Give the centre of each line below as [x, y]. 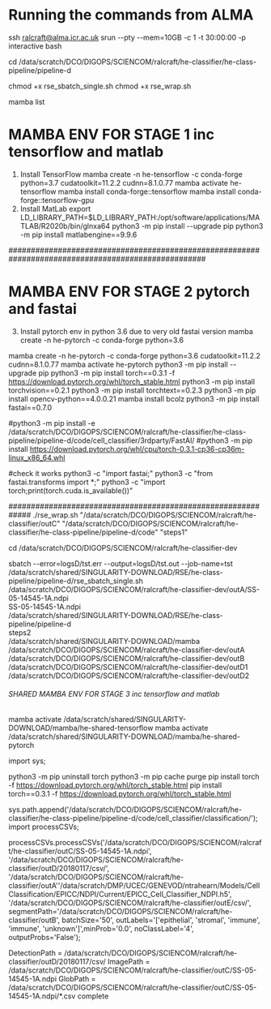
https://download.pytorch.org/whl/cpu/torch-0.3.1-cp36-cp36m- [137, 449]
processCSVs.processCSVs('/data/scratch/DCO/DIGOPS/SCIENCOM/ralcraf [135, 843]
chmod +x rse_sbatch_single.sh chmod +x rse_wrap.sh [100, 86]
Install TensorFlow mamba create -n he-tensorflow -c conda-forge [131, 174]
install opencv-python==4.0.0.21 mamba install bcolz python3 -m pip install [134, 398]
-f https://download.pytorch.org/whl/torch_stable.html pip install [115, 785]
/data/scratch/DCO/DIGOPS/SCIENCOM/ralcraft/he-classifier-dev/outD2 [129, 676]
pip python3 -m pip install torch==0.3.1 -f [107, 373]
